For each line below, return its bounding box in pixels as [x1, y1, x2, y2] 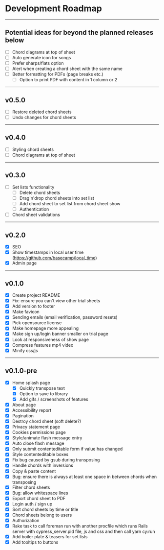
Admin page [12, 260, 37, 266]
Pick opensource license [12, 320, 62, 326]
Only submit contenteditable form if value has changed [12, 446, 123, 452]
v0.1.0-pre [5, 367, 38, 375]
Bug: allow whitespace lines [12, 490, 68, 496]
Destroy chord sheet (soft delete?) [12, 418, 82, 424]
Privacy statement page [12, 424, 60, 430]
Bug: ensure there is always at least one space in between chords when [12, 474, 157, 479]
